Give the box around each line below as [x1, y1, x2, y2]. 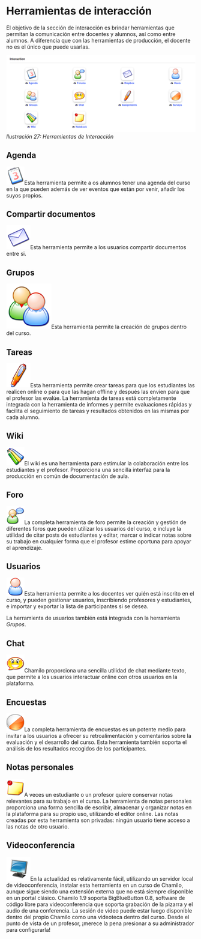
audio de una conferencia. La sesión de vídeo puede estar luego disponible [6, 907, 193, 914]
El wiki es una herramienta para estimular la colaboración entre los [24, 459, 189, 466]
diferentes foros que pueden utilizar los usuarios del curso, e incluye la [6, 525, 182, 532]
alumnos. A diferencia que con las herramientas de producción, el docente [6, 37, 191, 44]
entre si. [6, 250, 26, 258]
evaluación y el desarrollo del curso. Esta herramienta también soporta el [6, 738, 187, 746]
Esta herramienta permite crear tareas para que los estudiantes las [30, 381, 195, 388]
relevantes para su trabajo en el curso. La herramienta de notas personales [6, 797, 192, 805]
